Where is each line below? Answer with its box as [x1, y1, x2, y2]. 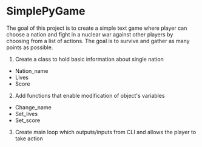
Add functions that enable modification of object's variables [15, 92, 165, 99]
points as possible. [6, 44, 53, 51]
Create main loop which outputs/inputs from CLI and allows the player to [15, 128, 197, 135]
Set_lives [15, 110, 38, 117]
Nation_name [15, 67, 49, 74]
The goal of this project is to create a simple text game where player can [6, 24, 187, 32]
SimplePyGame [6, 4, 86, 18]
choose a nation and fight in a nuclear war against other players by [6, 30, 173, 38]
